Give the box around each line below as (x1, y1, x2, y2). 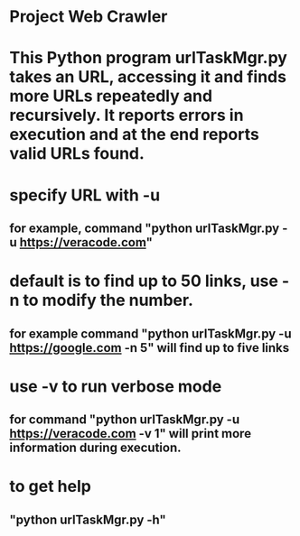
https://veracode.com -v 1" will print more (9, 426, 251, 441)
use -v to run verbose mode (9, 376, 222, 396)
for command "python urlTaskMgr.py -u (9, 412, 240, 428)
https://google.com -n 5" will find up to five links (9, 340, 290, 356)
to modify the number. (23, 291, 194, 310)
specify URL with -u (9, 185, 161, 205)
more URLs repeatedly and (9, 86, 213, 106)
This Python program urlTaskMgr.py (9, 48, 287, 69)
